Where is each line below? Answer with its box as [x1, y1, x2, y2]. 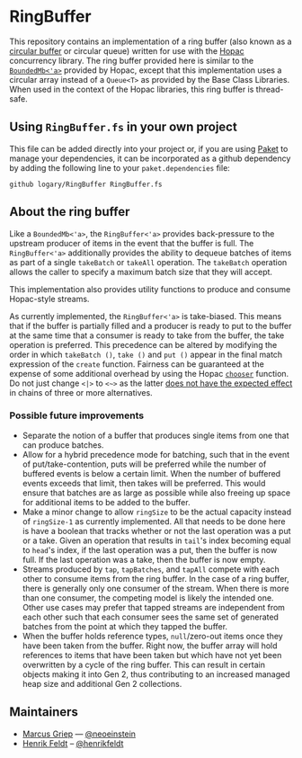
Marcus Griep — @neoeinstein [22, 728, 137, 739]
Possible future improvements [9, 409, 145, 422]
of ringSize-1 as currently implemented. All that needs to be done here [22, 515, 286, 527]
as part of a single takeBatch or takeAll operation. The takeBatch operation [9, 256, 288, 267]
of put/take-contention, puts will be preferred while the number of [22, 459, 267, 469]
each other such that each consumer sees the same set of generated [22, 611, 279, 622]
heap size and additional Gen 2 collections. [22, 678, 182, 689]
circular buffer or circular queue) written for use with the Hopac [9, 45, 244, 56]
